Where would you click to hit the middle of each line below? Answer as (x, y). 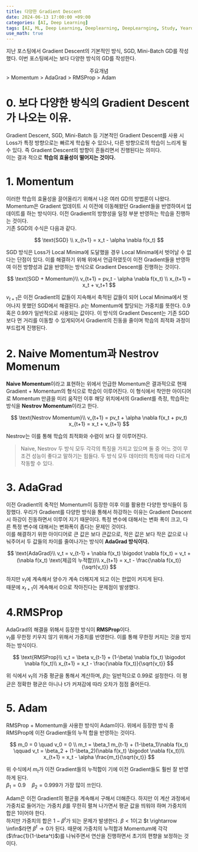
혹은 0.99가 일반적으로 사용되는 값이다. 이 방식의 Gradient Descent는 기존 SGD (98, 312)
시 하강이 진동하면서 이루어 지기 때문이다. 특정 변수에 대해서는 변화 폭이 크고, (94, 519)
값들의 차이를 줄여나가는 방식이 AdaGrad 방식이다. (91, 541)
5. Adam (27, 708)
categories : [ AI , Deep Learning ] (47, 22)
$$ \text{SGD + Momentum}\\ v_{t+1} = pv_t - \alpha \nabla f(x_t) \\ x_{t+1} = (99, 279)
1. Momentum (40, 182)
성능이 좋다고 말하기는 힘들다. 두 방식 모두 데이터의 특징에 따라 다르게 (111, 456)
